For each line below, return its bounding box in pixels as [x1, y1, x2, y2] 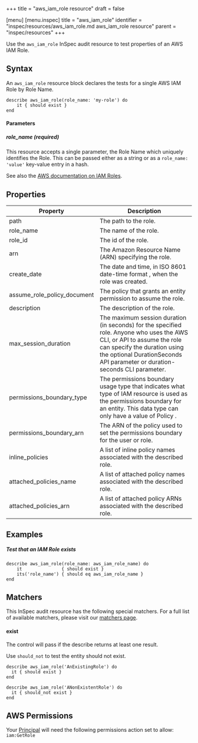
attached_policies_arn [9, 502, 70, 510]
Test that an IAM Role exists [6, 546, 77, 553]
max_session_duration [9, 340, 71, 348]
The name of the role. [99, 227, 159, 235]
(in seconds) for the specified [99, 321, 181, 330]
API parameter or [99, 358, 147, 366]
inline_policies [9, 453, 48, 461]
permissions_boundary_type [9, 393, 87, 402]
